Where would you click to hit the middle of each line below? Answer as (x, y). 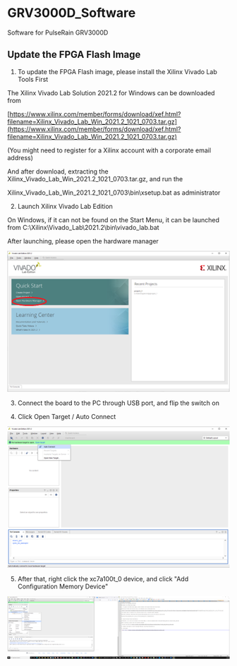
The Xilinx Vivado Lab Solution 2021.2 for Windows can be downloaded (111, 92)
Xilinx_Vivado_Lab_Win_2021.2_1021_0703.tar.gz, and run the (95, 178)
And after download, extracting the (58, 171)
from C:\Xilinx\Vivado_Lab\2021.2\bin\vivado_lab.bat (84, 227)
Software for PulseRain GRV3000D (58, 32)
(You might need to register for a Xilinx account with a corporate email (109, 150)
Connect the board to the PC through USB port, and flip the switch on (119, 403)
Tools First (33, 79)
